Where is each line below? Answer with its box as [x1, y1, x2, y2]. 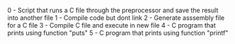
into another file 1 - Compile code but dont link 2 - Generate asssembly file [7, 13, 225, 22]
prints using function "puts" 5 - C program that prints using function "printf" [7, 28, 229, 37]
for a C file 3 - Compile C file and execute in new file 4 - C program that [7, 21, 216, 29]
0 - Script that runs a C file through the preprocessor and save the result [7, 6, 219, 14]
